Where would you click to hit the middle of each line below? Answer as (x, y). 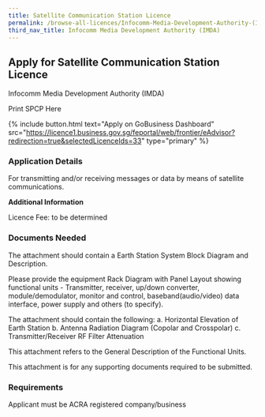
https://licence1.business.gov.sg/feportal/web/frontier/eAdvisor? (131, 133)
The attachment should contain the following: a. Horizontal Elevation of (123, 319)
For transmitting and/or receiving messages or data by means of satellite (126, 178)
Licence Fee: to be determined (58, 217)
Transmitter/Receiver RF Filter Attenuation (76, 336)
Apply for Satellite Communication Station (114, 62)
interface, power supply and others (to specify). (86, 304)
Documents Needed (47, 238)
